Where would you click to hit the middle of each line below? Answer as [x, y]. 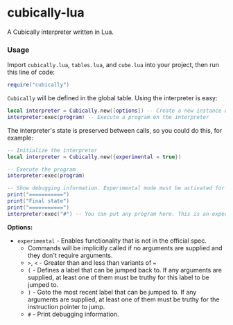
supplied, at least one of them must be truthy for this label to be [118, 277]
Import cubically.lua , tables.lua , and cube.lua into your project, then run [113, 65]
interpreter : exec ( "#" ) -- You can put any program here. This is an [108, 214]
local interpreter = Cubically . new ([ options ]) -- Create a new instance [114, 111]
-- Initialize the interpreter [52, 150]
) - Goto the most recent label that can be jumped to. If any [112, 292]
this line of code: [31, 72]
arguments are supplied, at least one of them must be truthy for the [123, 299]
